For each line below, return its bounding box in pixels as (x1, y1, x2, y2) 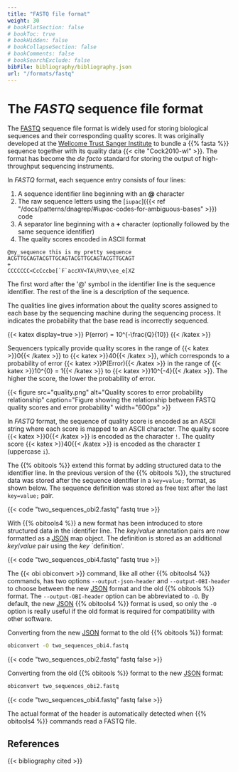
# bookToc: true (7, 30, 55, 38)
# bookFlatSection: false (7, 24, 84, 31)
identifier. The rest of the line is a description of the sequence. (7, 288, 190, 296)
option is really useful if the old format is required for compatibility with (7, 607, 215, 616)
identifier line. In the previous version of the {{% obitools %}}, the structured (7, 469, 231, 477)
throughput (7, 162, 40, 171)
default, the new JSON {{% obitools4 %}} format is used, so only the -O (7, 600, 217, 608)
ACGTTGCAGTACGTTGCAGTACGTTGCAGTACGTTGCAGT (7, 255, 135, 262)
